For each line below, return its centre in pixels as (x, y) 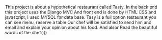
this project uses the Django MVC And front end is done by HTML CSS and (81, 12)
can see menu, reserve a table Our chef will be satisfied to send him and (78, 22)
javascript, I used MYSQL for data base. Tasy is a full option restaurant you (81, 17)
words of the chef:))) (26, 33)
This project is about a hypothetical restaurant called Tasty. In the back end (81, 7)
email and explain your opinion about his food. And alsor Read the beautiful (81, 27)
